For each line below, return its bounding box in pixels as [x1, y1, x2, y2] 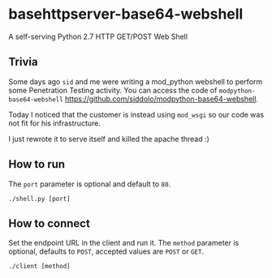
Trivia [8, 55, 38, 69]
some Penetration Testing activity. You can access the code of [8, 85, 218, 95]
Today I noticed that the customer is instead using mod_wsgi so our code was [8, 109, 265, 119]
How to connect [8, 216, 91, 230]
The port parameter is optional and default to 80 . [8, 179, 171, 189]
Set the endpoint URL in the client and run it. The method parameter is [8, 238, 240, 248]
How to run [8, 157, 66, 171]
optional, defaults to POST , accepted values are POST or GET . [8, 246, 205, 256]
